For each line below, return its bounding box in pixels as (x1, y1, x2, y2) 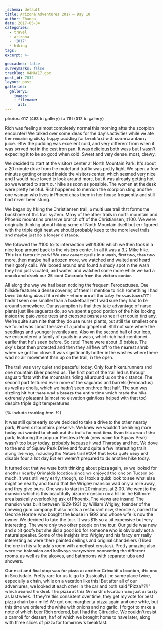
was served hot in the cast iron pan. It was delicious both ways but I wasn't (5, 146, 156, 152)
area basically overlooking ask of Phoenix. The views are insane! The (5, 496, 144, 502)
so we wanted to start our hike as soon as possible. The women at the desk (5, 181, 157, 187)
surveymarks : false (5, 66, 45, 71)
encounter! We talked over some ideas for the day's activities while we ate (5, 130, 154, 136)
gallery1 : (9, 89, 29, 94)
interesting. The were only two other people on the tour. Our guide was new (5, 522, 157, 528)
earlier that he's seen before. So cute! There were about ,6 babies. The (5, 339, 147, 345)
